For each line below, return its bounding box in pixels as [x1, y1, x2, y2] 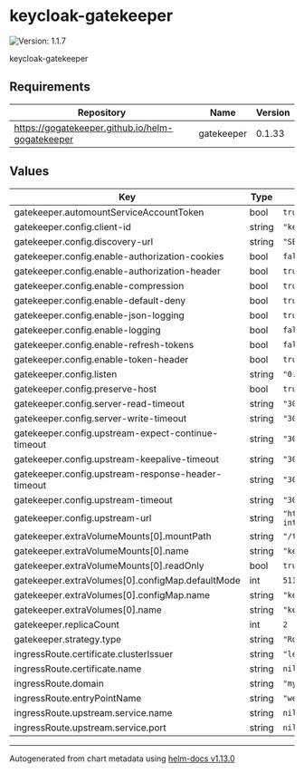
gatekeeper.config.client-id [14, 220, 131, 233]
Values [9, 164, 50, 179]
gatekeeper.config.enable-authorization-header [14, 265, 222, 277]
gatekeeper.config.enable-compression [14, 279, 185, 292]
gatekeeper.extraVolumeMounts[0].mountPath [14, 529, 212, 542]
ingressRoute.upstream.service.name [14, 706, 173, 719]
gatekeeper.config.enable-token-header [14, 353, 189, 365]
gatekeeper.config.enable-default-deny [14, 294, 186, 306]
